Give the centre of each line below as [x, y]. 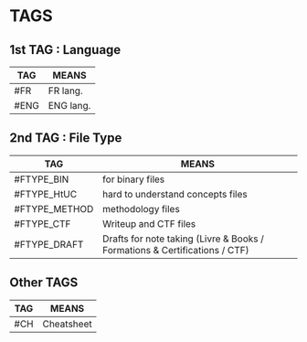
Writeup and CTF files [149, 223]
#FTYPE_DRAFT [49, 244]
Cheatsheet [68, 324]
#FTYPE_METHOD [54, 208]
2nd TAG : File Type [66, 138]
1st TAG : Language [65, 50]
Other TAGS [44, 283]
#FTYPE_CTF [42, 223]
